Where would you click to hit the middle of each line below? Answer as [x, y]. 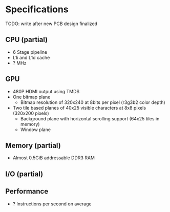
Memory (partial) [33, 145]
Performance [27, 191]
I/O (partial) [24, 174]
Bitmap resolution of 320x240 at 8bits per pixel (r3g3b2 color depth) [93, 102]
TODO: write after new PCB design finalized [51, 24]
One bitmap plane [31, 97]
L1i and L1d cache [31, 57]
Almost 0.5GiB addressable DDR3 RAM [54, 158]
